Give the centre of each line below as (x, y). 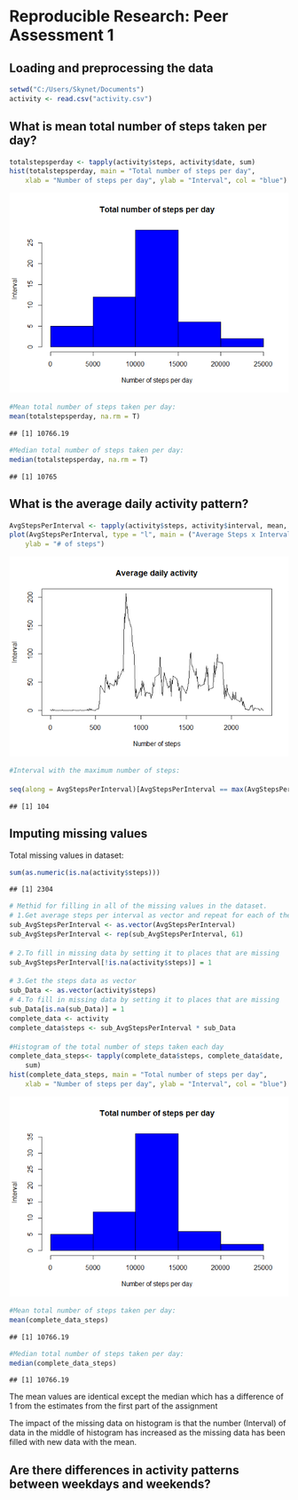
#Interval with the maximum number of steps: (94, 771)
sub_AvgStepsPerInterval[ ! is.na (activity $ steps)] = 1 (111, 962)
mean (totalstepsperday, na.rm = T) (75, 417)
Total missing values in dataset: (67, 855)
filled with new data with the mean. (73, 1442)
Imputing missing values (78, 833)
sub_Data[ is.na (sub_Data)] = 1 (67, 1010)
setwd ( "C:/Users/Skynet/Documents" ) (77, 90)
